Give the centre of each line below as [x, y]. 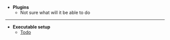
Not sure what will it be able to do [55, 12]
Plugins [21, 7]
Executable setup [31, 27]
